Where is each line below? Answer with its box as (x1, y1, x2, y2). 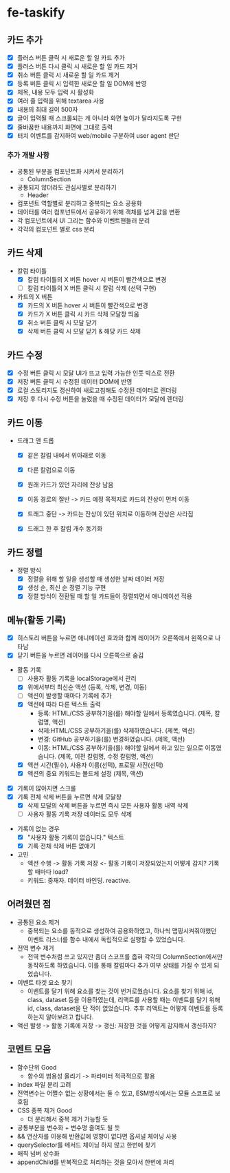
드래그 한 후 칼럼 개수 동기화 (27, 524, 103, 533)
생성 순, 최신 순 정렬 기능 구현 (27, 584, 106, 592)
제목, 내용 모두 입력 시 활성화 (16, 88, 95, 96)
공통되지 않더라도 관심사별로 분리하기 (16, 183, 117, 191)
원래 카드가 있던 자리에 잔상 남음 (27, 480, 114, 489)
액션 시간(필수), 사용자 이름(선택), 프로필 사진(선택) (27, 760, 163, 769)
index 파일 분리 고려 (16, 1080, 71, 1088)
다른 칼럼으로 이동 (27, 466, 76, 474)
